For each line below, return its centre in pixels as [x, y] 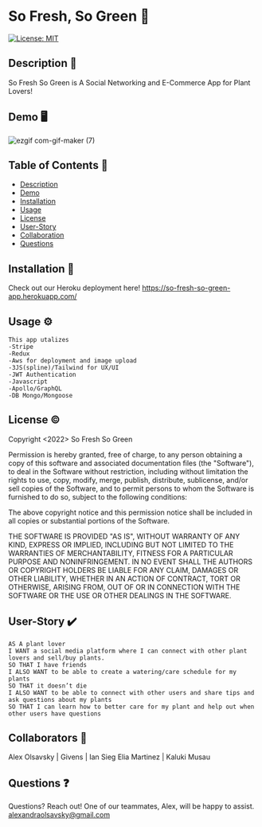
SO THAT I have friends [48, 664]
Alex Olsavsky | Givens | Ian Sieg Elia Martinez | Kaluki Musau [109, 757]
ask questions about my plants [60, 700]
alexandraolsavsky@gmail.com [59, 815]
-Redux [19, 354]
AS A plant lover [37, 644]
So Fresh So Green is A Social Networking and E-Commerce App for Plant [129, 82]
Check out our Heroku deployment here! [74, 288]
